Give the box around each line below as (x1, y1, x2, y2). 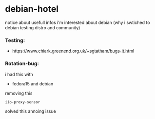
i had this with (5, 71, 33, 77)
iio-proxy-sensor (5, 99, 40, 104)
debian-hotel (5, 3, 59, 15)
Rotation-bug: (5, 60, 39, 67)
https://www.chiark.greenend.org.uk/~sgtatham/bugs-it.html (12, 48, 135, 54)
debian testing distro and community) (5, 24, 80, 30)
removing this (5, 90, 33, 96)
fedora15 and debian (12, 80, 54, 86)
